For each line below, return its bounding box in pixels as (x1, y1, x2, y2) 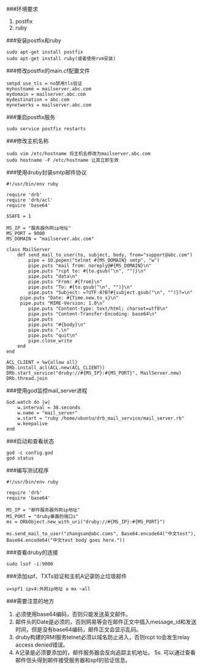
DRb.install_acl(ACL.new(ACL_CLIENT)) (6, 364, 105, 371)
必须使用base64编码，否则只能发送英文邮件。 (15, 610, 131, 618)
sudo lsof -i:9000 (6, 561, 53, 567)
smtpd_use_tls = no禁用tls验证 (6, 80, 83, 87)
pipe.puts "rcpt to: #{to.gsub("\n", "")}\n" (28, 268, 147, 274)
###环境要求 (6, 6, 39, 12)
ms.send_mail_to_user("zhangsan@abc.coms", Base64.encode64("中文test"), (6, 531, 197, 537)
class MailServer (6, 247, 51, 253)
